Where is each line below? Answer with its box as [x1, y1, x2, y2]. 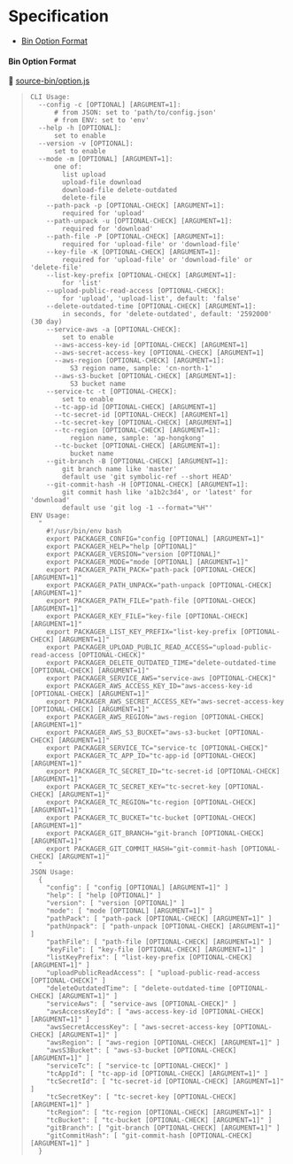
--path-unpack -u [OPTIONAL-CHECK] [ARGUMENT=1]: [46, 217, 233, 226]
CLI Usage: [29, 93, 71, 102]
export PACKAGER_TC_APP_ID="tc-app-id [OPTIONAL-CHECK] [46, 751, 257, 761]
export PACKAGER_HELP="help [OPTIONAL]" [46, 542, 197, 551]
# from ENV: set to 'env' [53, 116, 150, 125]
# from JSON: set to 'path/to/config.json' [53, 108, 218, 117]
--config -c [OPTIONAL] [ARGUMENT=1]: [38, 100, 181, 110]
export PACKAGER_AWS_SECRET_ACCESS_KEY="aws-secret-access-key [46, 697, 284, 706]
